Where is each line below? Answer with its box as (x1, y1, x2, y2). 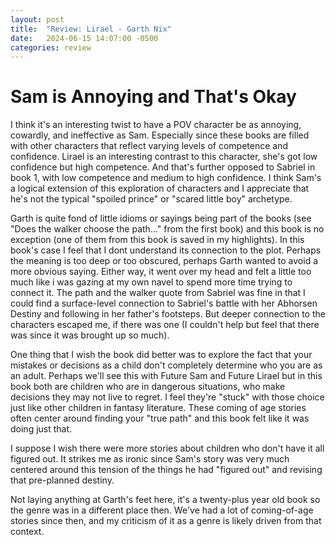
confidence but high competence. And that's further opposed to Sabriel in (10, 161, 316, 173)
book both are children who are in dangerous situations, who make (10, 381, 286, 393)
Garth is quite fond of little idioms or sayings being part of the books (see (10, 212, 312, 225)
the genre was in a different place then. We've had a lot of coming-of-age (10, 504, 314, 516)
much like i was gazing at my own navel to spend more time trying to (10, 276, 293, 288)
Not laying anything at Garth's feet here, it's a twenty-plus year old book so (10, 494, 321, 506)
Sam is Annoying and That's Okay (10, 86, 297, 108)
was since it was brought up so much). (10, 329, 170, 341)
